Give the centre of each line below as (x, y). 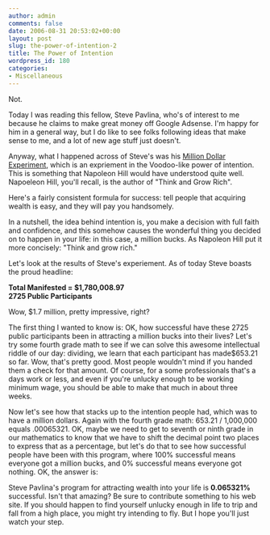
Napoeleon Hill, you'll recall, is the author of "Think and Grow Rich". (120, 182)
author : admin (32, 16)
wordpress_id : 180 (39, 61)
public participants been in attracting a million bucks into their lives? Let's (130, 335)
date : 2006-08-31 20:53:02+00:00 (64, 31)
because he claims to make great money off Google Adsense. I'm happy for (134, 123)
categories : (28, 69)
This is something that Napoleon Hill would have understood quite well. (126, 173)
